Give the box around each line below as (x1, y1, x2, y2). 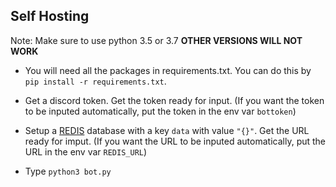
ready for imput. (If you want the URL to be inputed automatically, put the (24, 135, 327, 147)
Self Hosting (10, 8, 90, 25)
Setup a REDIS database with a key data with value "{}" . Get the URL (24, 124, 310, 136)
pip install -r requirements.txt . (24, 75, 167, 87)
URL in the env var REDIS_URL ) (24, 145, 148, 158)
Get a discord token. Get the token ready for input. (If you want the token (24, 94, 325, 106)
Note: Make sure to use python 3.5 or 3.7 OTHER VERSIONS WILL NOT (10, 34, 303, 46)
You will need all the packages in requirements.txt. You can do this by (24, 64, 312, 76)
